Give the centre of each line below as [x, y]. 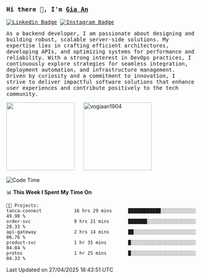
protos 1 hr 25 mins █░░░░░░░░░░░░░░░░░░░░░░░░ [101, 254]
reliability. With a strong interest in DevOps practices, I [99, 58]
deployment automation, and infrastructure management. [91, 70]
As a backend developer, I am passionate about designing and [100, 34]
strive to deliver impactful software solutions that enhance [100, 82]
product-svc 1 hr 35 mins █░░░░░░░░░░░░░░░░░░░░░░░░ [101, 243]
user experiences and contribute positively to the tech [93, 88]
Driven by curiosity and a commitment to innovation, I [91, 76]
